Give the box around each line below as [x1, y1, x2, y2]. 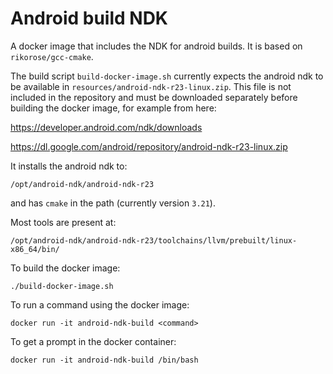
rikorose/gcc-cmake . [10, 50, 94, 62]
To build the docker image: [10, 262, 121, 274]
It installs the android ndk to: [10, 160, 128, 172]
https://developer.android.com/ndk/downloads [10, 121, 203, 133]
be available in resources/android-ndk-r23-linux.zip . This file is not [10, 80, 292, 92]
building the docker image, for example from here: [10, 102, 217, 114]
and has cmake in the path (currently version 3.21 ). [10, 197, 216, 209]
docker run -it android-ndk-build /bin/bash [10, 355, 199, 365]
